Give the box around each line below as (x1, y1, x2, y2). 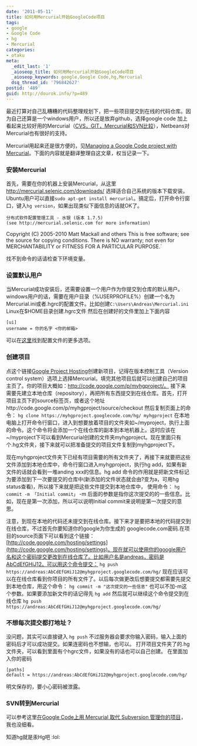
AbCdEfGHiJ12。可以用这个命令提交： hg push (6, 560, 118, 568)
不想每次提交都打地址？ (6, 618, 72, 627)
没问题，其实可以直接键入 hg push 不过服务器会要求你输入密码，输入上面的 (6, 633, 186, 640)
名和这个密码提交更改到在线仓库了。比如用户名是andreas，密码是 (6, 553, 165, 560)
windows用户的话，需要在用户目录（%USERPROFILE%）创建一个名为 (6, 293, 175, 300)
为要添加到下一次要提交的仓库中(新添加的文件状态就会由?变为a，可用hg (6, 475, 179, 482)
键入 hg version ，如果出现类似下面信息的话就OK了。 (16, 202, 142, 209)
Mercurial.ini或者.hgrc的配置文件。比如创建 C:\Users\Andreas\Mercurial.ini (6, 301, 189, 308)
